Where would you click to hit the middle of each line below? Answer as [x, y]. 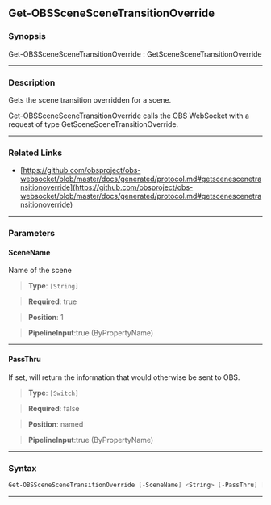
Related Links [35, 153]
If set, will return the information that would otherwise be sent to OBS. [124, 377]
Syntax [23, 468]
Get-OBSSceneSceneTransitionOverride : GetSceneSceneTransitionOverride [135, 54]
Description [32, 82]
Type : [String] [53, 286]
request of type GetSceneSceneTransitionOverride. [94, 124]
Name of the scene [40, 271]
